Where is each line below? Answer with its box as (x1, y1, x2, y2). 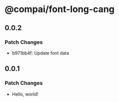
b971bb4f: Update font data (12, 50, 69, 56)
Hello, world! (12, 91, 39, 97)
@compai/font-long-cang (5, 4, 115, 15)
